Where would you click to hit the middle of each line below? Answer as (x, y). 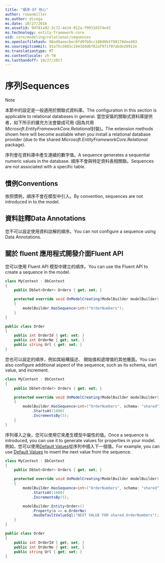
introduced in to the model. (32, 202)
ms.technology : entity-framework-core (45, 33)
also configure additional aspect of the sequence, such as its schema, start (81, 365)
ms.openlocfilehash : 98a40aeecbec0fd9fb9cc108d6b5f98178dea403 (71, 42)
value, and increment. (27, 370)
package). (15, 145)
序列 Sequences (37, 86)
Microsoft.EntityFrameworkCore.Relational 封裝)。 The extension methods (79, 129)
